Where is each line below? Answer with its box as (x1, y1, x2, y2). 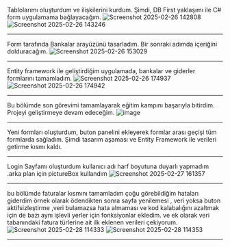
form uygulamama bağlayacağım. (7, 13, 101, 21)
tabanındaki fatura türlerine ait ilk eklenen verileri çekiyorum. (7, 218, 178, 226)
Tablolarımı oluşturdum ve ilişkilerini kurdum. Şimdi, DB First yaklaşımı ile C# (7, 6, 222, 14)
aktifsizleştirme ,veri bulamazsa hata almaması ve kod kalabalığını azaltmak (7, 204, 220, 211)
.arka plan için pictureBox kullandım (7, 170, 107, 177)
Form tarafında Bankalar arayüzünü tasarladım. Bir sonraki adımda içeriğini (7, 40, 218, 48)
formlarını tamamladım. (7, 75, 72, 82)
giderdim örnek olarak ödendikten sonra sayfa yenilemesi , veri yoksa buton (7, 196, 221, 205)
